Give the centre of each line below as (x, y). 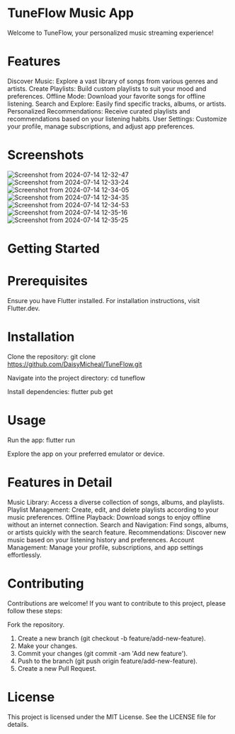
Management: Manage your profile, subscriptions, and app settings (105, 547)
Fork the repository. (36, 624)
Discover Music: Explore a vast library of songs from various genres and (113, 81)
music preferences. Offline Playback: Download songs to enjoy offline (109, 517)
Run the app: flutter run (41, 440)
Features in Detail (60, 482)
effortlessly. (25, 554)
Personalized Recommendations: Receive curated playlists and (99, 111)
